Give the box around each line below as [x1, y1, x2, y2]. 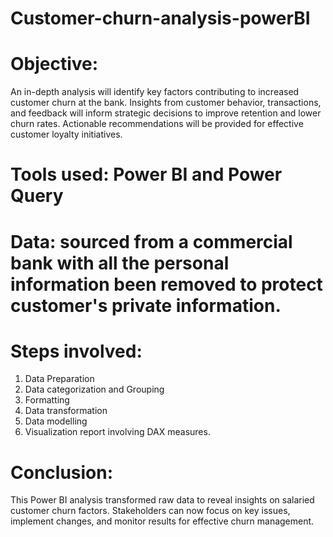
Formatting [24, 394, 70, 406]
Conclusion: [10, 461, 114, 484]
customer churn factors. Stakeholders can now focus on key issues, [10, 505, 291, 517]
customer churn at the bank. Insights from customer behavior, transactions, [10, 97, 322, 109]
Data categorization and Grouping [24, 383, 165, 396]
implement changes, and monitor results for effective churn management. [10, 515, 315, 527]
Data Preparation [24, 373, 95, 385]
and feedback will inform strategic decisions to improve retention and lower [10, 107, 322, 119]
